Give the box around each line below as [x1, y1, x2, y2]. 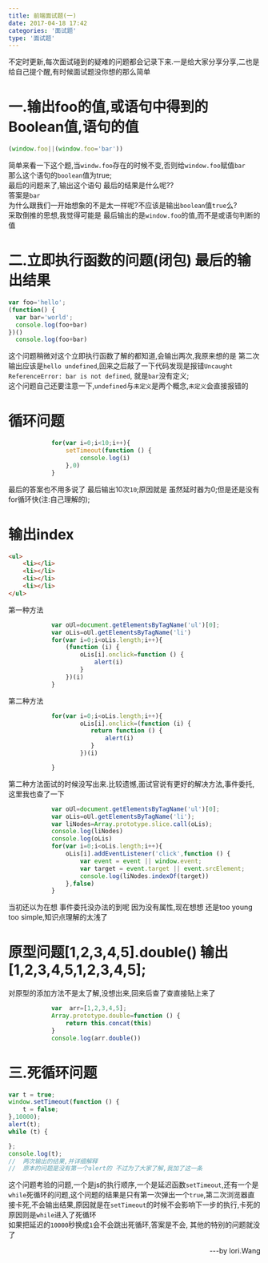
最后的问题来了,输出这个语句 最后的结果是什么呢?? [8, 181, 174, 190]
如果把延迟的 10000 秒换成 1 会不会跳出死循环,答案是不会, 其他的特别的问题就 [8, 1220, 254, 1229]
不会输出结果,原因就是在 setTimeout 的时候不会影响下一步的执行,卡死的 [31, 1200, 261, 1209]
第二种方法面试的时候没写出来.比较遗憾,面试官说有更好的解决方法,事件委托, [8, 779, 255, 788]
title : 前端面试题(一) [8, 11, 77, 20]
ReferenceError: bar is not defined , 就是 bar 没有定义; [8, 371, 190, 381]
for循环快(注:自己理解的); [8, 494, 90, 504]
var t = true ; [8, 1090, 56, 1099]
